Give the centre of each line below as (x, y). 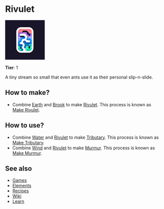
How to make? (27, 93)
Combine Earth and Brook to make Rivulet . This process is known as (82, 104)
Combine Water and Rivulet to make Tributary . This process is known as (85, 137)
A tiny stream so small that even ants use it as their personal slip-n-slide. (79, 77)
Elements (22, 186)
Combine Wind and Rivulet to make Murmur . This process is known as (83, 148)
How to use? (25, 125)
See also (19, 168)
